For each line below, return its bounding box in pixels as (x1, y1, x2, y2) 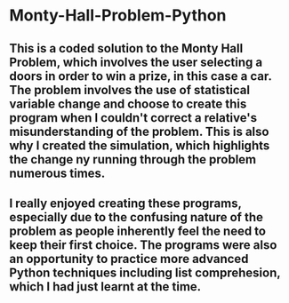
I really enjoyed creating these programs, (9, 195, 242, 211)
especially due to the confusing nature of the (9, 210, 264, 225)
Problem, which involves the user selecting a (9, 54, 263, 69)
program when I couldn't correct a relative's (9, 110, 258, 125)
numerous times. (9, 165, 106, 180)
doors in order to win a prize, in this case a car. (9, 68, 272, 84)
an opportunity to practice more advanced (9, 251, 249, 267)
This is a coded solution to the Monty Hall (9, 41, 244, 56)
